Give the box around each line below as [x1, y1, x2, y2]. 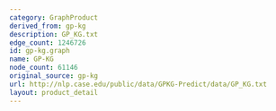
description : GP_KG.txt [9, 30, 99, 38]
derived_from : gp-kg [9, 21, 87, 30]
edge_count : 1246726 [9, 38, 87, 47]
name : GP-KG [9, 55, 54, 64]
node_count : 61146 [9, 64, 78, 73]
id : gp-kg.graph [9, 47, 70, 55]
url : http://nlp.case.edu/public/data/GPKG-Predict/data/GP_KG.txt [9, 80, 268, 89]
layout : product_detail [9, 88, 99, 97]
